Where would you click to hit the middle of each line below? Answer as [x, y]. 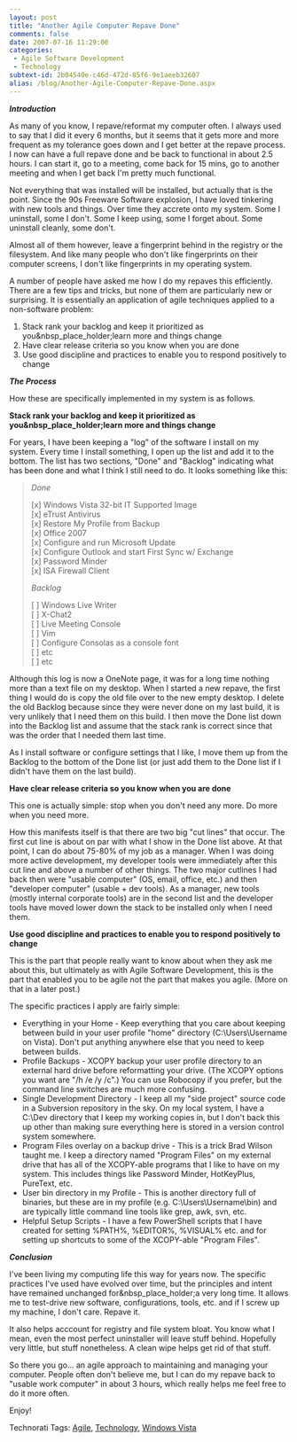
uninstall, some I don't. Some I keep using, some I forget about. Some [136, 218]
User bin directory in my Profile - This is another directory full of [139, 1192]
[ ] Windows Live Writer [74, 604]
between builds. [51, 1051]
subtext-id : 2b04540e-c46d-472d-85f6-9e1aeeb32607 [105, 75]
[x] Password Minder [69, 561]
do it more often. [39, 1393]
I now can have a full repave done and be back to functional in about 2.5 [141, 154]
